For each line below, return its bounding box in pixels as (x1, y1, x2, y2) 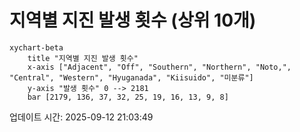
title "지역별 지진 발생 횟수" (27, 53, 139, 63)
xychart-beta (9, 42, 64, 53)
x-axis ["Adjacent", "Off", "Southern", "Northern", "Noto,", (27, 62, 292, 72)
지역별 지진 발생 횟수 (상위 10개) (9, 9, 257, 32)
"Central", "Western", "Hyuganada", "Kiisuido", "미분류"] (9, 72, 254, 83)
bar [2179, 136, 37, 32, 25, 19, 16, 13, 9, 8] (27, 92, 229, 102)
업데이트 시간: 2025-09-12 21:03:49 (9, 111, 154, 123)
